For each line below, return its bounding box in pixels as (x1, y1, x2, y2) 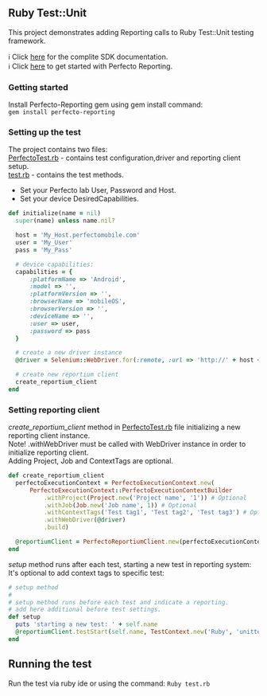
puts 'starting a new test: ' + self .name (15, 620, 158, 628)
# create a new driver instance (15, 349, 123, 357)
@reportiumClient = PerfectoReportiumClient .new (15, 538, 180, 546)
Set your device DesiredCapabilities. (19, 194, 139, 204)
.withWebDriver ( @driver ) (43, 516, 126, 524)
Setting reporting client (8, 404, 100, 415)
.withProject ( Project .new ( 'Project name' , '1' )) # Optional (43, 494, 247, 502)
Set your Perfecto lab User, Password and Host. (19, 186, 176, 195)
